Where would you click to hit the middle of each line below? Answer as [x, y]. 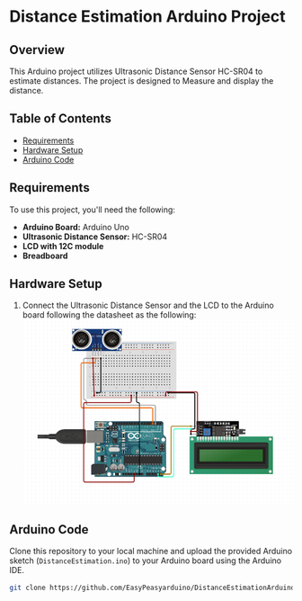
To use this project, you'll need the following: [92, 210]
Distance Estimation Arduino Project [147, 17]
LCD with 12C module [63, 246]
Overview [37, 50]
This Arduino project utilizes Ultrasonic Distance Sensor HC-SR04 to [136, 71]
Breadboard [45, 256]
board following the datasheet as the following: [109, 315]
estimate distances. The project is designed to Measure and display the [142, 81]
